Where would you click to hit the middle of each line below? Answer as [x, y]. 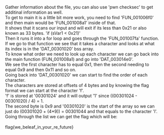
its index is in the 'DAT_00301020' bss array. [50, 49]
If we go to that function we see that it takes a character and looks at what [80, 43]
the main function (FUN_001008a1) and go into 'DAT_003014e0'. [69, 59]
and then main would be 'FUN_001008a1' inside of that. [61, 23]
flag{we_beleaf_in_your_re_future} [39, 127]
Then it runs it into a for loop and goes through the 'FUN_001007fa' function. [82, 38]
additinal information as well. [34, 12]
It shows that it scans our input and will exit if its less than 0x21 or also [76, 28]
